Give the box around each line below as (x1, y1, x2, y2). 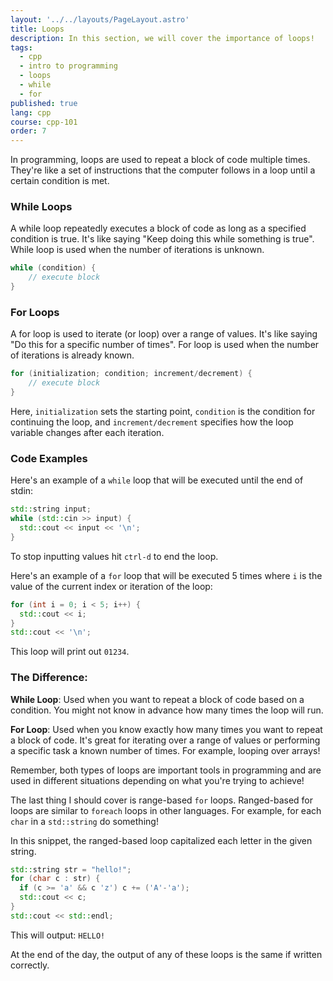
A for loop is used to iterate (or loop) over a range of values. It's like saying (10, 328, 318, 340)
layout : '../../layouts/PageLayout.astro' (10, 14, 190, 25)
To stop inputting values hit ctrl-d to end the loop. (10, 550, 219, 562)
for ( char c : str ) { (10, 874, 101, 884)
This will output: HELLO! (10, 929, 106, 941)
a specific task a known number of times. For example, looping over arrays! (10, 744, 321, 756)
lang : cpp (10, 107, 52, 118)
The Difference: (10, 671, 88, 685)
